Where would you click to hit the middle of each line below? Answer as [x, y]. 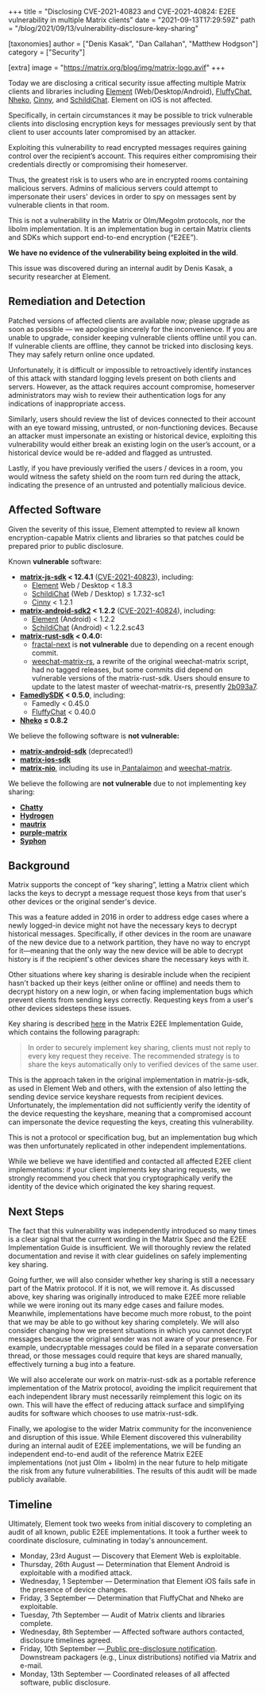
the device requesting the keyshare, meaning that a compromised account [130, 1114]
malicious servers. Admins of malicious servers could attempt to [113, 188]
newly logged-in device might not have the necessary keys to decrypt [123, 925]
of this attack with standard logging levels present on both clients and [122, 378]
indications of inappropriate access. [67, 403]
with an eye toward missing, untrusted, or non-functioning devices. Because [133, 427]
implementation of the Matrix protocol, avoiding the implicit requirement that [133, 1388]
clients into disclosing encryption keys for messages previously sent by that [132, 124]
